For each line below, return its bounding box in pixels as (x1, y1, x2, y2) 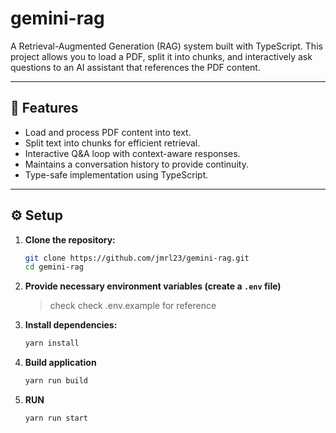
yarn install (24, 338, 80, 349)
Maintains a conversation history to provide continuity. (24, 158, 249, 170)
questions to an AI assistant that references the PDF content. (10, 61, 261, 73)
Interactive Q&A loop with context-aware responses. (24, 147, 241, 159)
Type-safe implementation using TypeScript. (24, 168, 209, 181)
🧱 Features (10, 100, 79, 117)
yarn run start (24, 413, 89, 424)
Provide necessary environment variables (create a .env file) (24, 280, 282, 292)
